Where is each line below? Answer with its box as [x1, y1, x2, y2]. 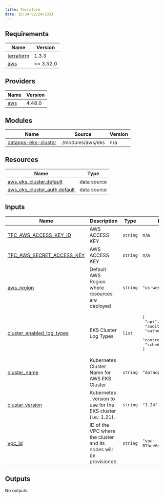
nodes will [89, 446, 113, 453]
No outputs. [5, 488, 29, 494]
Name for [89, 369, 111, 376]
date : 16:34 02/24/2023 [5, 12, 54, 17]
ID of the [89, 421, 109, 428]
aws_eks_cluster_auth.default [7, 186, 75, 193]
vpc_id [7, 440, 23, 447]
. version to [89, 395, 115, 402]
